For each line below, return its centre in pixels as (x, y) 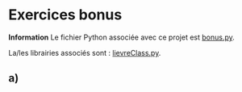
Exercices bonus (65, 15)
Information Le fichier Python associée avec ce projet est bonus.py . (122, 37)
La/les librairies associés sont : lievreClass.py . (85, 52)
